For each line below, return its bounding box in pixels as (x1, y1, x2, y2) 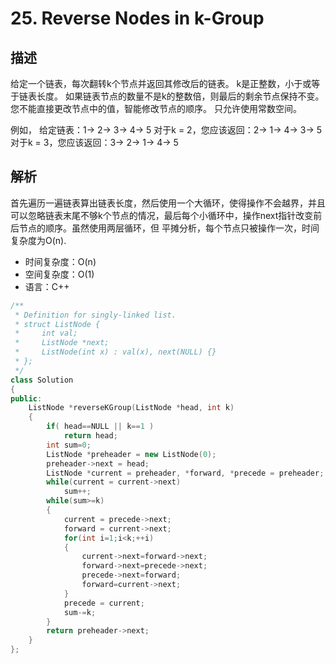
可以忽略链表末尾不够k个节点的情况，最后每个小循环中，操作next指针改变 (10, 209, 314, 221)
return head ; (63, 431, 118, 441)
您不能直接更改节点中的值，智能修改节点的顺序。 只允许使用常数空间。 (10, 103, 302, 114)
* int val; (14, 328, 78, 339)
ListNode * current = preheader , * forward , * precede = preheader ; (46, 468, 325, 478)
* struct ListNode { (14, 319, 101, 329)
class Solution (10, 375, 74, 385)
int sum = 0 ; (46, 440, 92, 450)
